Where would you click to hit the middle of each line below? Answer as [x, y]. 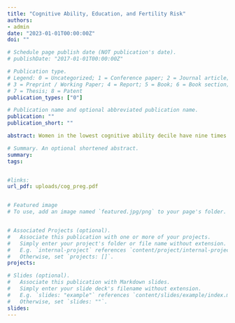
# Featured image [33, 206]
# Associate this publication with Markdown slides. [89, 282]
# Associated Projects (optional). [59, 231]
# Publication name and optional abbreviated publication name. [103, 110]
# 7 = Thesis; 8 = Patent [45, 91]
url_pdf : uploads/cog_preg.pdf [53, 187]
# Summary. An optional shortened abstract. [73, 148]
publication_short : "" [40, 123]
